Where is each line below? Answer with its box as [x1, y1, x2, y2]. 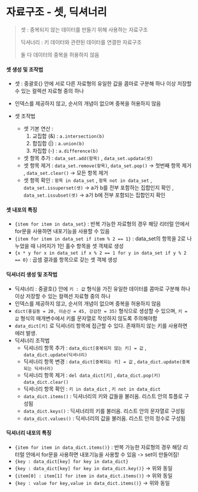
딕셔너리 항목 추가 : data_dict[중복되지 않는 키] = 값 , [23, 344, 147, 351]
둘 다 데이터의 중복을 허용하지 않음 [20, 51, 100, 58]
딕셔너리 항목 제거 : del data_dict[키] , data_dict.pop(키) [23, 372, 161, 379]
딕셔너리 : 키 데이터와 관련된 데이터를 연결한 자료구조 [20, 38, 142, 45]
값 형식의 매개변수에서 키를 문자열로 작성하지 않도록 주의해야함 [14, 314, 158, 322]
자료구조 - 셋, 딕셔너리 [6, 5, 107, 19]
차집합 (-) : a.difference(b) [32, 147, 98, 154]
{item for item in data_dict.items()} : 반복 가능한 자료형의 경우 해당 [14, 444, 182, 451]
